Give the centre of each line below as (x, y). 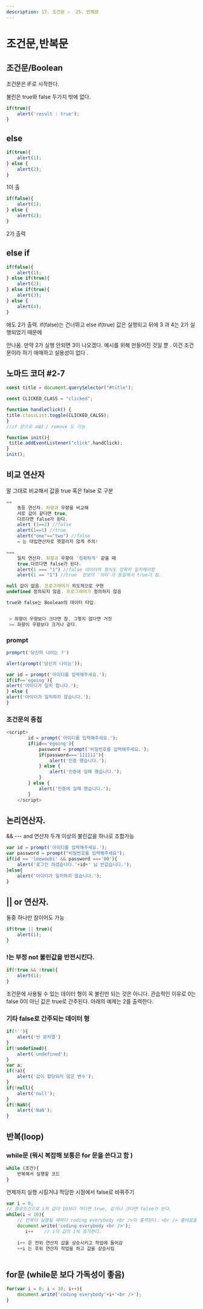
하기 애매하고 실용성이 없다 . (55, 352)
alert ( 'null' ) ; (36, 1093)
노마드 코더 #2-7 (36, 373)
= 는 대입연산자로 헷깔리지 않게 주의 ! (58, 542)
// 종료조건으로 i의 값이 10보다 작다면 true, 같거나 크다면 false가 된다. (89, 1209)
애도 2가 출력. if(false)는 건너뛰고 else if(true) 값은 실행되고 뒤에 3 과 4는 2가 (98, 325)
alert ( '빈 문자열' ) (39, 1037)
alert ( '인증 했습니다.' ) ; (78, 761)
